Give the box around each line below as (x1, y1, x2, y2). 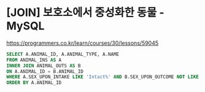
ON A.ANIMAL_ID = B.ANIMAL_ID (6, 68, 84, 74)
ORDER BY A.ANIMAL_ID (6, 80, 62, 86)
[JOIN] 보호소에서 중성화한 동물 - (6, 6, 164, 20)
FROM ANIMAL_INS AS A (6, 56, 62, 63)
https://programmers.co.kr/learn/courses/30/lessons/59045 (6, 39, 158, 47)
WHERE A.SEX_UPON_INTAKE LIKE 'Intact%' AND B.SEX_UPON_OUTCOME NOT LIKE (6, 74, 199, 80)
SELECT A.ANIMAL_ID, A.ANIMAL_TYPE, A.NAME (6, 51, 120, 57)
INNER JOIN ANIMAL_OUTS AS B (6, 63, 81, 69)
